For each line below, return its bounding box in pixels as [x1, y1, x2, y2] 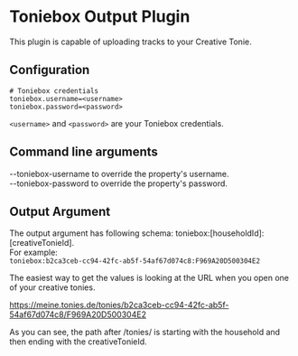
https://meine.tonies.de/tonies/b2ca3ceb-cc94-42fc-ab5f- [9, 300, 229, 311]
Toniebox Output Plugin [9, 6, 191, 27]
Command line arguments [9, 145, 158, 160]
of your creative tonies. [9, 282, 96, 293]
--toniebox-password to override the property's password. [9, 178, 228, 189]
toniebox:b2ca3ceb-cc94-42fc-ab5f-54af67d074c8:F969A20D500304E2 [9, 257, 260, 266]
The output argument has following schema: [9, 228, 174, 239]
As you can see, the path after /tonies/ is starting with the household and [9, 327, 281, 338]
